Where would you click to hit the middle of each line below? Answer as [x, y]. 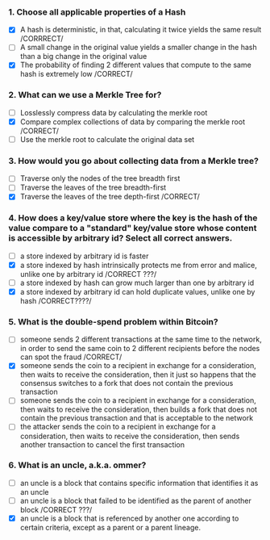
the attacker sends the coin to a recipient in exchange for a [118, 427]
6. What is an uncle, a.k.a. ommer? [77, 465]
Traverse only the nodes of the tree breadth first [100, 178]
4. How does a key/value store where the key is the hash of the [133, 218]
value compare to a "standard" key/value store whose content [133, 228]
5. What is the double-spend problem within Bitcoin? [114, 321]
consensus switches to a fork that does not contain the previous [127, 383]
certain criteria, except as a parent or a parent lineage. [110, 528]
